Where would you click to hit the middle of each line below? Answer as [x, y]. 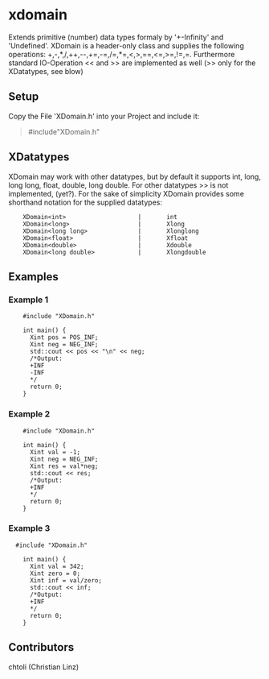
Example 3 [29, 528]
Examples [33, 277]
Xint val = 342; [57, 566]
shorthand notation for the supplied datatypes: [86, 202]
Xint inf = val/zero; [66, 580]
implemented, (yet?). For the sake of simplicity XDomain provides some [126, 193]
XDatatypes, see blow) [46, 71]
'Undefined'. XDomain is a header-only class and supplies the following [126, 45]
